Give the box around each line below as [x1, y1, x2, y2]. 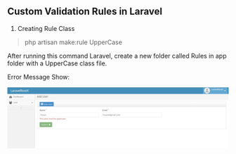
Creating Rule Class [17, 24, 75, 32]
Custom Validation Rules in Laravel [7, 6, 163, 18]
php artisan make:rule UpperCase [24, 38, 123, 46]
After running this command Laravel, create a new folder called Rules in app [7, 51, 227, 60]
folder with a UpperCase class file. [7, 59, 107, 68]
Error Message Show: [7, 72, 70, 81]
